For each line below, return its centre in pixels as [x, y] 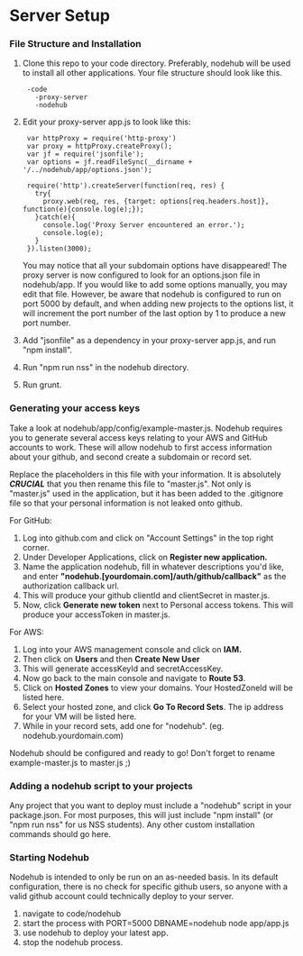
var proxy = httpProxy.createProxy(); [100, 146]
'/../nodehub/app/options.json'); [87, 170]
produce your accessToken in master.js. [96, 615]
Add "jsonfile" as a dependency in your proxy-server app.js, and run [149, 341]
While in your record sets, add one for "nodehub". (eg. [123, 725]
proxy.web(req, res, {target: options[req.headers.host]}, [156, 202]
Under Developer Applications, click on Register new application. [145, 557]
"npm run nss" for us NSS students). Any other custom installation [132, 824]
